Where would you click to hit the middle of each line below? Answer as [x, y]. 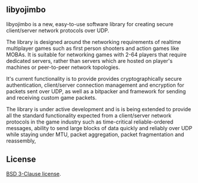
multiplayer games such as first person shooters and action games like [93, 48]
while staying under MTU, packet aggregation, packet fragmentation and [95, 134]
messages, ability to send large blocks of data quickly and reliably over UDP [99, 128]
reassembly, [21, 141]
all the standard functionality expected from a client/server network [89, 115]
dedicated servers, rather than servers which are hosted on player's [89, 61]
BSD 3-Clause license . [34, 173]
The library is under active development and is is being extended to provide [99, 109]
